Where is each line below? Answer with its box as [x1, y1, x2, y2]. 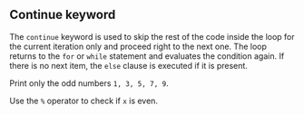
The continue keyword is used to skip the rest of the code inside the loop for [9, 31, 295, 42]
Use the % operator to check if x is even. [9, 95, 159, 106]
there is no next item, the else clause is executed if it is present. [9, 60, 248, 71]
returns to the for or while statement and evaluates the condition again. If [9, 50, 285, 62]
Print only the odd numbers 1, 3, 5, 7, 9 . [9, 77, 170, 89]
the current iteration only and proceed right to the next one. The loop [9, 41, 268, 52]
